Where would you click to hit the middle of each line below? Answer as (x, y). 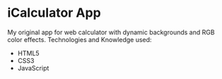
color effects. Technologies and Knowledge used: (80, 39)
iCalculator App (54, 13)
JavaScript (33, 68)
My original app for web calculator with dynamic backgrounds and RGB (111, 32)
